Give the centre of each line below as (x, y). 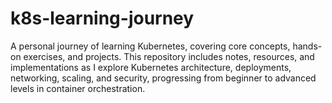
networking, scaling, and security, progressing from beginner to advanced (163, 78)
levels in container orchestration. (78, 88)
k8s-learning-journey (102, 18)
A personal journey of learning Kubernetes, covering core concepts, (150, 46)
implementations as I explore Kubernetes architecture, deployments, (151, 67)
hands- (307, 46)
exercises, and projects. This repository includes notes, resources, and (169, 56)
